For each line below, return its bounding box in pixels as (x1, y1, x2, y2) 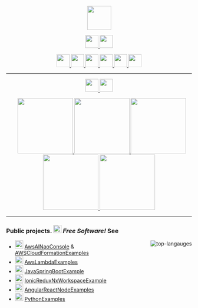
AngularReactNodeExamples (24, 286, 94, 293)
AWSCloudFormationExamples (14, 250, 90, 257)
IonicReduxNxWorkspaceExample (24, 277, 107, 284)
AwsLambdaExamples (24, 258, 78, 266)
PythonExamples (24, 296, 65, 303)
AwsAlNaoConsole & (24, 243, 75, 250)
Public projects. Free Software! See (6, 227, 119, 235)
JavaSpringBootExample (24, 268, 84, 275)
